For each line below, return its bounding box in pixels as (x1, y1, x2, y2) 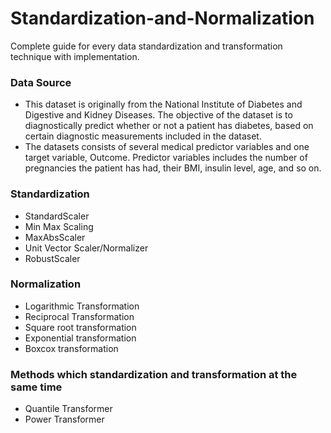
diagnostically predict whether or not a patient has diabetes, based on (24, 120, 314, 132)
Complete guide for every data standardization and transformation (10, 40, 283, 52)
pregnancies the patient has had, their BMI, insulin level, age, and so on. (24, 162, 322, 174)
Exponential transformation (24, 332, 137, 344)
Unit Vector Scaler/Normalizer (24, 242, 149, 254)
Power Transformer (24, 413, 105, 426)
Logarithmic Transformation (24, 300, 140, 312)
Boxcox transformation (24, 342, 119, 354)
